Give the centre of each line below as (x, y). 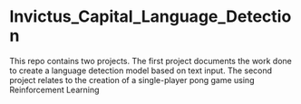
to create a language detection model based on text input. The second (141, 71)
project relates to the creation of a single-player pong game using (132, 80)
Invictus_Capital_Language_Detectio (150, 17)
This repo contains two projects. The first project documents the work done (150, 61)
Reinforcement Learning (54, 90)
